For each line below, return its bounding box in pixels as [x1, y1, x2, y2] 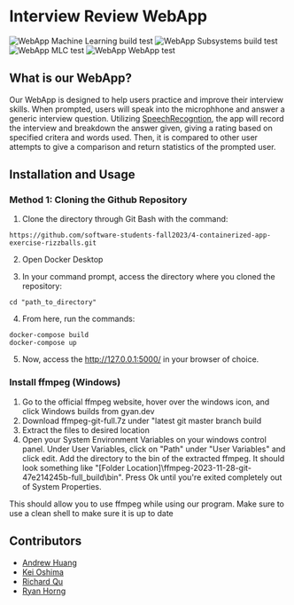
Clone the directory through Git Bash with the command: [21, 214, 228, 224]
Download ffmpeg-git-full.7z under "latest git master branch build [21, 415, 262, 426]
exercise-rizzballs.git [9, 239, 97, 247]
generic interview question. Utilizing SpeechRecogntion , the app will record [9, 113, 285, 123]
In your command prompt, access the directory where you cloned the [21, 271, 276, 282]
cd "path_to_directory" [9, 298, 97, 307]
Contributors [9, 534, 82, 549]
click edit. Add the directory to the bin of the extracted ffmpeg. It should [21, 452, 285, 463]
